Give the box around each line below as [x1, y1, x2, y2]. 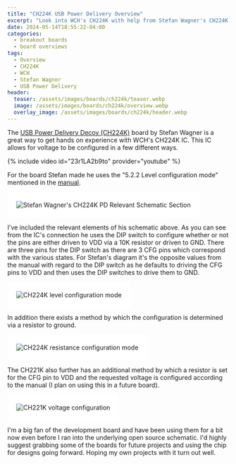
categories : [7, 30, 42, 37]
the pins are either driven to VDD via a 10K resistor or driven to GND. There [7, 238, 225, 246]
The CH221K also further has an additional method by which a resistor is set [7, 365, 228, 374]
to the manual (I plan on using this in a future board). [7, 381, 160, 389]
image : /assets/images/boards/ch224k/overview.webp [13, 102, 169, 109]
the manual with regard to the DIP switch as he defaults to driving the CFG [7, 261, 223, 269]
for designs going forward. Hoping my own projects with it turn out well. [7, 448, 216, 456]
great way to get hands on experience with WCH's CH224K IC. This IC [7, 136, 212, 144]
